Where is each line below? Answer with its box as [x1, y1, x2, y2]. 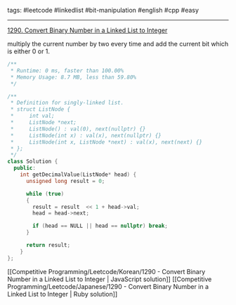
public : [13, 165, 37, 172]
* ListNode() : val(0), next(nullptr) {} [10, 126, 146, 133]
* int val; [10, 112, 55, 120]
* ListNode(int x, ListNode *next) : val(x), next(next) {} [10, 138, 202, 146]
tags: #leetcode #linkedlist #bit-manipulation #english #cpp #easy [7, 6, 199, 14]
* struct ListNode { [10, 106, 71, 113]
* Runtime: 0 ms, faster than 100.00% [10, 67, 124, 74]
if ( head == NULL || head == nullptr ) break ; [32, 222, 169, 230]
